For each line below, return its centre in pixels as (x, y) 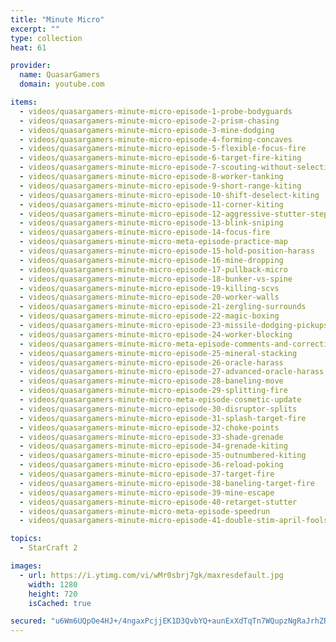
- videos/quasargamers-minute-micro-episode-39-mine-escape (147, 492)
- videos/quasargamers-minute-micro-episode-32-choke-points (149, 427)
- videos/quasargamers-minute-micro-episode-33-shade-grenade (151, 437)
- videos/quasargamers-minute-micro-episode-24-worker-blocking (156, 334)
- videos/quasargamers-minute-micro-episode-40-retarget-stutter (158, 502)
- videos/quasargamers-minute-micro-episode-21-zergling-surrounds (163, 307)
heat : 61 (28, 47)
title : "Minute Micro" (57, 19)
